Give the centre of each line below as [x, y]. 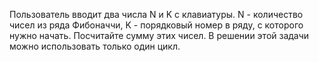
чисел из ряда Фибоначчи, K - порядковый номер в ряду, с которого [156, 25]
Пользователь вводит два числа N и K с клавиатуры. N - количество [156, 14]
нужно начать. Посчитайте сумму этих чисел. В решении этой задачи [159, 35]
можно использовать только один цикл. [95, 46]
